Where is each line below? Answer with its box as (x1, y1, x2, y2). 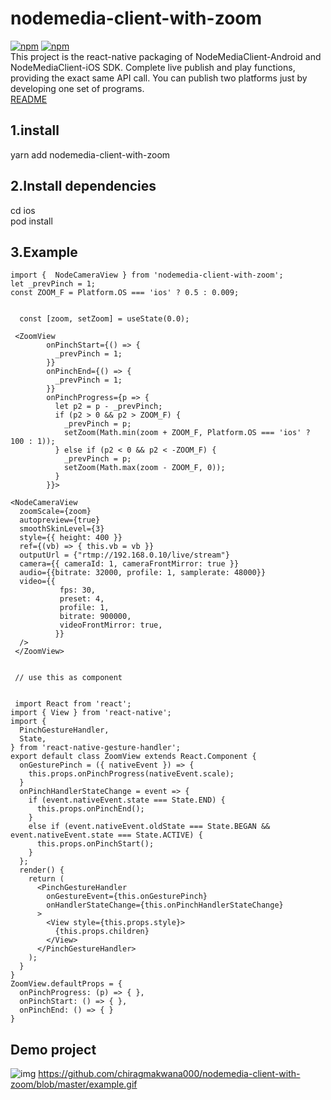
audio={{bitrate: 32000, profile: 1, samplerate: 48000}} (19, 568, 267, 578)
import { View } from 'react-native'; (10, 708, 172, 718)
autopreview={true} (19, 515, 101, 526)
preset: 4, (59, 594, 105, 604)
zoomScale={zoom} (19, 507, 92, 517)
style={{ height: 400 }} (19, 533, 123, 543)
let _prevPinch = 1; (10, 279, 97, 289)
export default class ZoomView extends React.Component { (10, 752, 257, 762)
